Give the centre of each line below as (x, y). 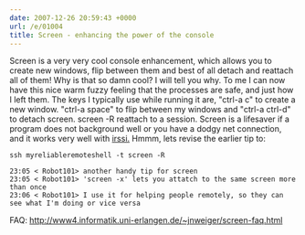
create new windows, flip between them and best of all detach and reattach (152, 70)
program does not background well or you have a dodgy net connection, (146, 129)
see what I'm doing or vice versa (75, 203)
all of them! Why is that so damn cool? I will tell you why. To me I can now (147, 80)
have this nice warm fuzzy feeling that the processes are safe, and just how (152, 90)
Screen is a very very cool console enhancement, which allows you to (141, 61)
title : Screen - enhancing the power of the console (112, 35)
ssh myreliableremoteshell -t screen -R (88, 155)
